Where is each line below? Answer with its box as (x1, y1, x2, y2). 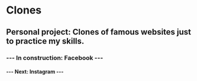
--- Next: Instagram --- (6, 68, 64, 75)
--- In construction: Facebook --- (6, 53, 104, 62)
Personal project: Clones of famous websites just (6, 27, 191, 37)
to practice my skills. (6, 36, 85, 46)
